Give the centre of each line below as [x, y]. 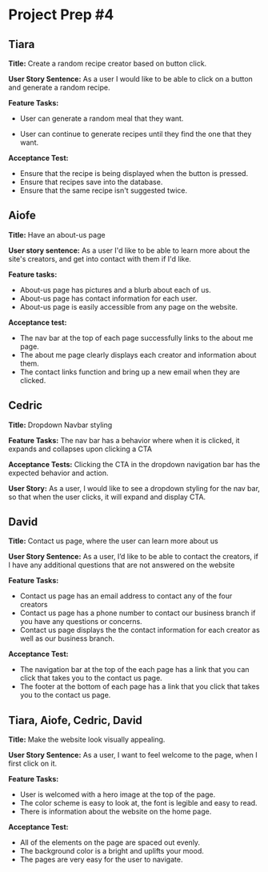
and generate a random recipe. [59, 87]
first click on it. [33, 764]
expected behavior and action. [59, 473]
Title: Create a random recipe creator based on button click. [108, 63]
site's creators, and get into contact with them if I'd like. [100, 258]
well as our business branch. [67, 638]
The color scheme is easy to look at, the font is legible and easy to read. [138, 803]
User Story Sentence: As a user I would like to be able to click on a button [131, 79]
